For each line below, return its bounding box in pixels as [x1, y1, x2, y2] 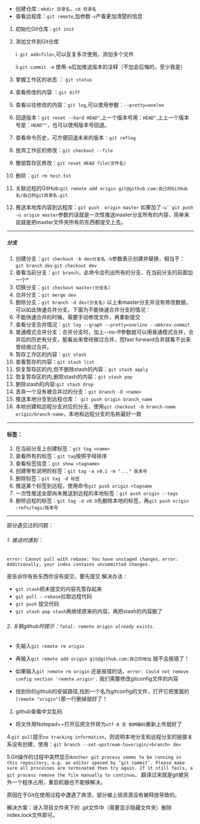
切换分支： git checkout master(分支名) [15, 284, 111, 291]
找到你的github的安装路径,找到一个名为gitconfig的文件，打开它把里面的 [15, 688, 189, 695]
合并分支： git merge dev [15, 291, 77, 298]
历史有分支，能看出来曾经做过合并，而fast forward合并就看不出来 [31, 335, 192, 343]
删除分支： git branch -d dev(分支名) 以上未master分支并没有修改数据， [15, 298, 192, 306]
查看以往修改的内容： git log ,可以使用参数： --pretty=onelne [15, 101, 164, 108]
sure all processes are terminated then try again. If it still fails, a [7, 765, 193, 771]
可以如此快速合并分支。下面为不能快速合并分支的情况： [15, 306, 151, 313]
